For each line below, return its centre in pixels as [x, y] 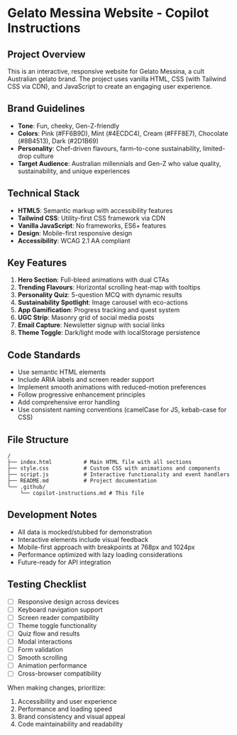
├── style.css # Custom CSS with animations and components [114, 469]
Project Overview [46, 54]
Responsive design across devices [68, 602]
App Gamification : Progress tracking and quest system [99, 310]
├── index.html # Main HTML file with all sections [100, 463]
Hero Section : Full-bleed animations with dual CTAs [93, 280]
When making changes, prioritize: [57, 688]
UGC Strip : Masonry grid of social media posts [86, 318]
